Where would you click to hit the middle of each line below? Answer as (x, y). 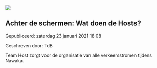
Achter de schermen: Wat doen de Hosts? (73, 24)
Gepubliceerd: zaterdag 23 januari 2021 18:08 (53, 36)
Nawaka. (15, 60)
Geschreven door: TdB (29, 45)
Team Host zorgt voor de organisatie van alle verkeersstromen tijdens (79, 55)
